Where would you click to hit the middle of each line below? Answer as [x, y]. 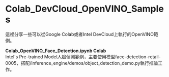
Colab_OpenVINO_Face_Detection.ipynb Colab [56, 51]
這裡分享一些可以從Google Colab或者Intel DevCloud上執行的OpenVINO [80, 34]
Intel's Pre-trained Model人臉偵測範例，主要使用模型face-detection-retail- [83, 57]
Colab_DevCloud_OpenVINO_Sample [84, 9]
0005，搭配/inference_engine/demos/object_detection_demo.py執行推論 [82, 63]
